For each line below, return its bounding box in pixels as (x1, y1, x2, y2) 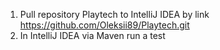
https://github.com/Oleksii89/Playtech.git (19, 19, 190, 31)
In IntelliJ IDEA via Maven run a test (19, 30, 166, 41)
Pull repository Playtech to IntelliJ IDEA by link (19, 9, 210, 20)
